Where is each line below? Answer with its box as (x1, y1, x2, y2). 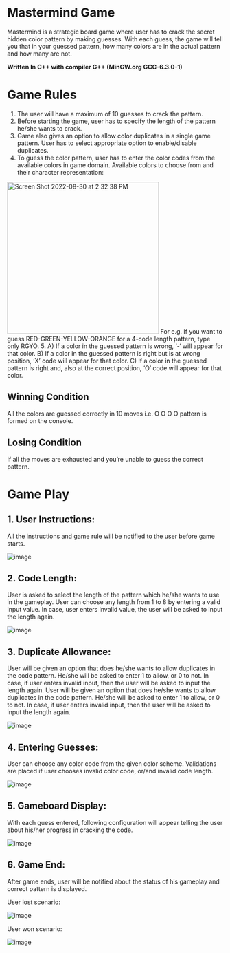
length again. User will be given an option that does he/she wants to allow (7, 686, 216, 694)
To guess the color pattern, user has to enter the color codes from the (16, 153, 215, 162)
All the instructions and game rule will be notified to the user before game (7, 532, 215, 540)
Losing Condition (7, 437, 82, 449)
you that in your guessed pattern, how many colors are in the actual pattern (7, 42, 221, 50)
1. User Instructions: (7, 514, 95, 526)
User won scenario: (7, 924, 62, 933)
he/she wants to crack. (16, 124, 82, 132)
